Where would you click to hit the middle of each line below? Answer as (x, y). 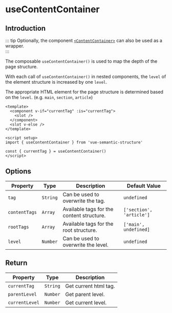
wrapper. (15, 46)
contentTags (23, 212)
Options (18, 171)
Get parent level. (85, 294)
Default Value (144, 186)
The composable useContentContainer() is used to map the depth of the (81, 61)
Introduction (26, 28)
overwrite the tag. (84, 201)
